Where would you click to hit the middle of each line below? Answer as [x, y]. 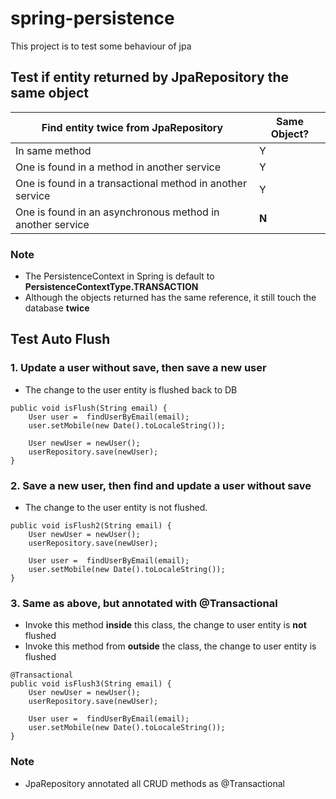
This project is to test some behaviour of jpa [101, 46]
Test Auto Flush [60, 339]
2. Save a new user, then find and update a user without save [161, 485]
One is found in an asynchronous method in [117, 212]
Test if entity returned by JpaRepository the [150, 77]
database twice [57, 308]
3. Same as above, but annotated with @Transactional [144, 603]
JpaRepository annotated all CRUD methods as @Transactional [154, 783]
